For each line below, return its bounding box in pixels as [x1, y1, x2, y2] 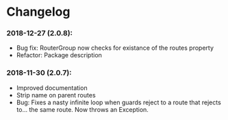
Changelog [6, 4, 71, 20]
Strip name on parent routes [16, 91, 97, 99]
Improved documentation [16, 83, 88, 92]
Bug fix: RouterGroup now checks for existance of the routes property [16, 44, 214, 52]
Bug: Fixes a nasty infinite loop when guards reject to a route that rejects [16, 98, 222, 106]
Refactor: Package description [16, 51, 102, 59]
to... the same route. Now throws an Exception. [16, 105, 149, 113]
